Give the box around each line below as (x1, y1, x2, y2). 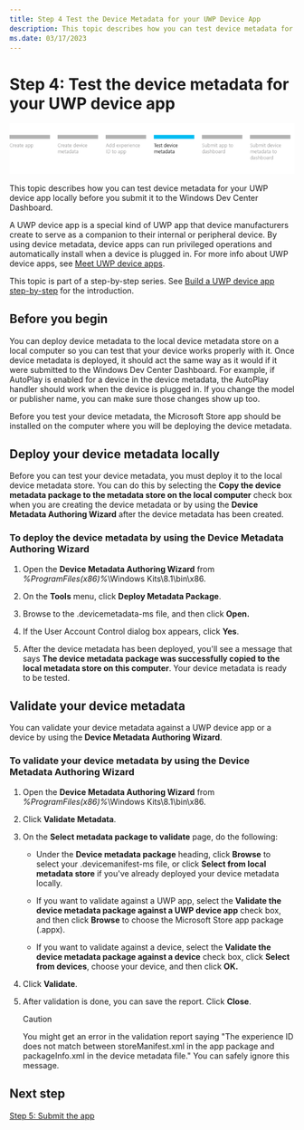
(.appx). (35, 924, 66, 934)
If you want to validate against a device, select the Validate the (35, 942, 271, 953)
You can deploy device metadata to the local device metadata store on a (9, 335, 279, 346)
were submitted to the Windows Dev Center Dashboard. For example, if (9, 364, 275, 375)
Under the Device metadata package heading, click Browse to (35, 848, 271, 859)
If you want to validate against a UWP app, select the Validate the (35, 895, 282, 905)
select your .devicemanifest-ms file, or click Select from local (35, 858, 267, 869)
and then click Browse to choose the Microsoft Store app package (35, 915, 284, 925)
